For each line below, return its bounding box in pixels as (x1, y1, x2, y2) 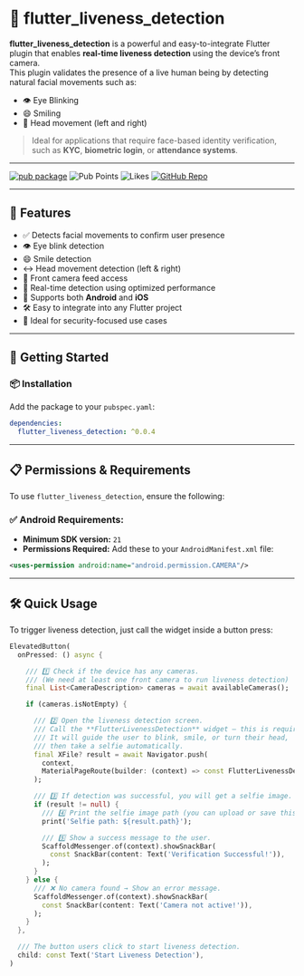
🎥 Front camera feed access (22, 272, 128, 284)
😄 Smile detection (22, 253, 92, 264)
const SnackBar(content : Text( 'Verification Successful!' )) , (49, 850, 285, 859)
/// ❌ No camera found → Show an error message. (33, 884, 222, 893)
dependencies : (9, 419, 63, 429)
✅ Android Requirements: (9, 513, 124, 526)
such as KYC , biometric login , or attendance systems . (31, 144, 238, 155)
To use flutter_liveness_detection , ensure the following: (9, 491, 225, 501)
